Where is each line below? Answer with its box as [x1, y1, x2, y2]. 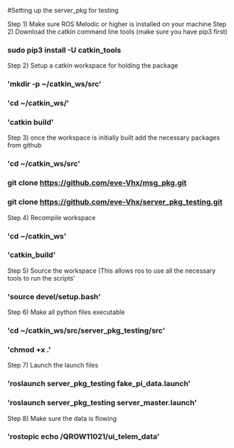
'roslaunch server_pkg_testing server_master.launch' [7, 398, 197, 408]
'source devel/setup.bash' [7, 291, 101, 301]
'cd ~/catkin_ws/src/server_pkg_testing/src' [7, 325, 166, 335]
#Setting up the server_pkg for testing [7, 6, 119, 14]
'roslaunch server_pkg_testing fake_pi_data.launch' [7, 379, 191, 389]
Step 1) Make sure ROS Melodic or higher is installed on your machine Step [7, 20, 227, 28]
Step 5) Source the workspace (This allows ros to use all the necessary [7, 266, 216, 275]
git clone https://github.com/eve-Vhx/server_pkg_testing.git [7, 197, 223, 207]
